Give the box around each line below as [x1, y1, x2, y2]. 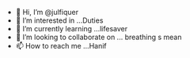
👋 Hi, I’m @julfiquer [15, 8, 79, 16]
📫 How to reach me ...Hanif [15, 42, 107, 50]
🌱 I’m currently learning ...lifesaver [15, 24, 128, 33]
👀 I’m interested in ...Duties [15, 16, 104, 25]
